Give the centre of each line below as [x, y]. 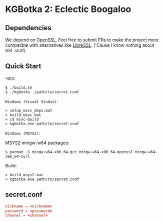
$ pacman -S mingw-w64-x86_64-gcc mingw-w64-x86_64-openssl [69, 152]
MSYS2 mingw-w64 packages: [37, 143]
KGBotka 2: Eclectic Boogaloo [68, 9]
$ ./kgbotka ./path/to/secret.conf [42, 92]
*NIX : [10, 78]
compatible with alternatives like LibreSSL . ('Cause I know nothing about [80, 45]
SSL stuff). [16, 50]
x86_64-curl [17, 156]
